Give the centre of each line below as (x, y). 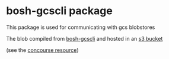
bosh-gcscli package (59, 11)
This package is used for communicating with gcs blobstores (81, 27)
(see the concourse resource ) (42, 50)
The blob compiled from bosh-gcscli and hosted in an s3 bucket (84, 38)
